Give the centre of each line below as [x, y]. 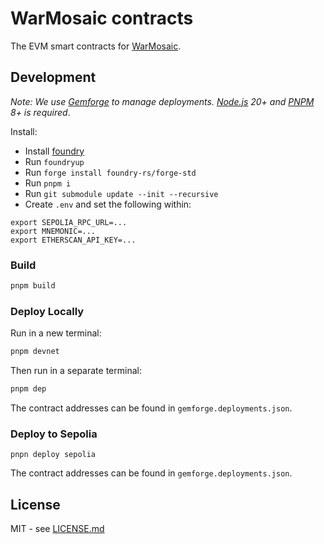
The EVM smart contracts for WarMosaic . [96, 46]
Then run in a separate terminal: [76, 371]
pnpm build [33, 286]
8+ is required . [40, 112]
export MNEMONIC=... [53, 231]
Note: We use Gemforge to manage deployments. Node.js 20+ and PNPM [162, 101]
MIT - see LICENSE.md [57, 529]
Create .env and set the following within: [108, 204]
